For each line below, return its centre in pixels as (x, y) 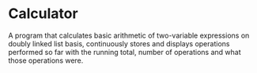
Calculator (43, 14)
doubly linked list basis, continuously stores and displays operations (119, 43)
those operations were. (46, 60)
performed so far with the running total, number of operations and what (125, 52)
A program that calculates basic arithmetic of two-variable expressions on (129, 35)
